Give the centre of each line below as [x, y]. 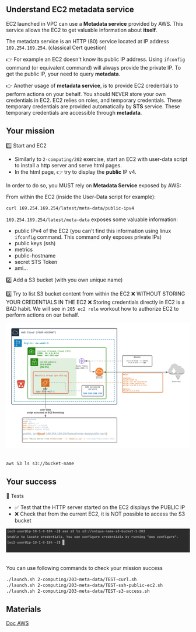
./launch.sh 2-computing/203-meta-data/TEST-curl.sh [71, 580]
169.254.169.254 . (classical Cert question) [56, 47]
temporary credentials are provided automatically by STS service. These [93, 106]
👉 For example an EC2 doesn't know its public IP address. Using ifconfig [96, 59]
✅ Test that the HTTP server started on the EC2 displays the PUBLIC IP [100, 507]
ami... [21, 268]
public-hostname [35, 255]
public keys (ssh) [35, 243]
